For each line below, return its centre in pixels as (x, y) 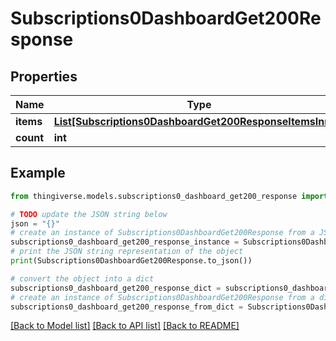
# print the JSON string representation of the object (127, 252)
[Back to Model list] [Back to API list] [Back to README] (125, 326)
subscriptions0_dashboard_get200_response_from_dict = (127, 307)
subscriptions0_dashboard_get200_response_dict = (116, 288)
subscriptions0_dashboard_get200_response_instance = (125, 242)
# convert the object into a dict (82, 278)
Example (38, 173)
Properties (44, 76)
